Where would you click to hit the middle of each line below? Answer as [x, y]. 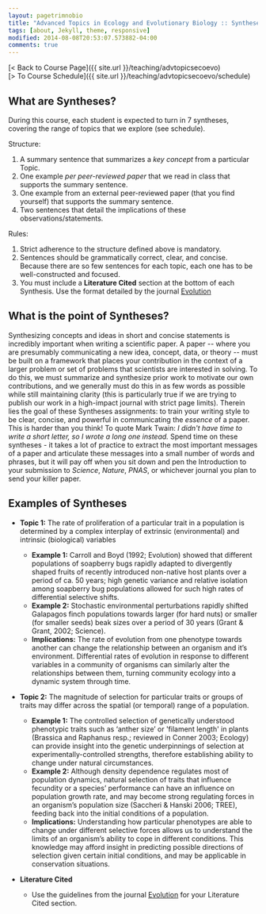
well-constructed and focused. [70, 274]
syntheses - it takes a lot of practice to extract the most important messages [133, 444]
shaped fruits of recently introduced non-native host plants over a [139, 571]
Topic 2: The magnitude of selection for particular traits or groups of [131, 697]
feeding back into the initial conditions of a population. [120, 813]
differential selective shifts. [76, 597]
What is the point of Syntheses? [89, 316]
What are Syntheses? [63, 101]
